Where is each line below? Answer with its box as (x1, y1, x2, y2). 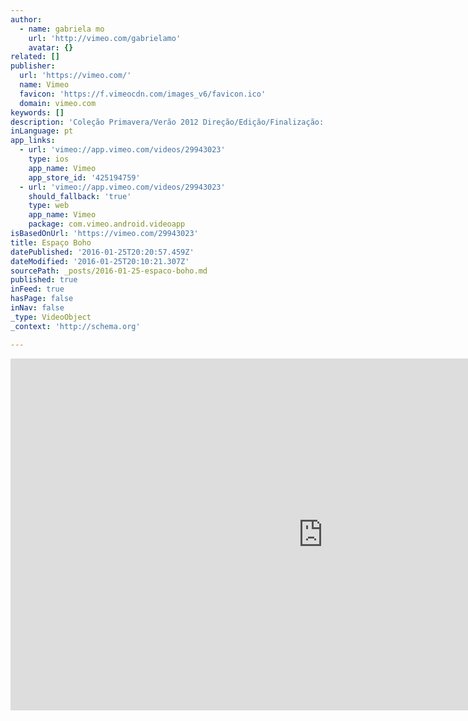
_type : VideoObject (10, 312, 92, 322)
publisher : (10, 61, 56, 71)
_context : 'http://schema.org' (10, 321, 141, 331)
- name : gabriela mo (19, 24, 105, 34)
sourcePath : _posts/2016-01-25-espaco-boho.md (10, 266, 208, 276)
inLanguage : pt (10, 126, 74, 136)
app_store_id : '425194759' (28, 172, 141, 183)
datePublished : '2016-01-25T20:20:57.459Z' (10, 247, 195, 257)
